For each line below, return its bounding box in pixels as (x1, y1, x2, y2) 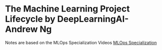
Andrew (5, 24, 38, 35)
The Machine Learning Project (5, 3, 130, 14)
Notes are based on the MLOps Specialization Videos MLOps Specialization (5, 39, 157, 45)
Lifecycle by (5, 13, 56, 25)
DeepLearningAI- (57, 13, 129, 25)
